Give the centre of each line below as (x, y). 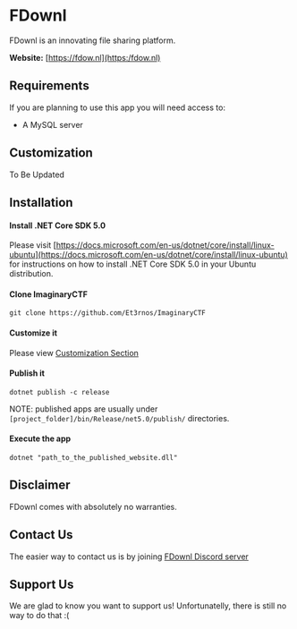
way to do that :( (39, 616)
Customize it (34, 333)
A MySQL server (52, 124)
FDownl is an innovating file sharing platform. (93, 40)
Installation (41, 202)
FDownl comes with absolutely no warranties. (93, 506)
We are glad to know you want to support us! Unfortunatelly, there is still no (148, 606)
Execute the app (40, 438)
